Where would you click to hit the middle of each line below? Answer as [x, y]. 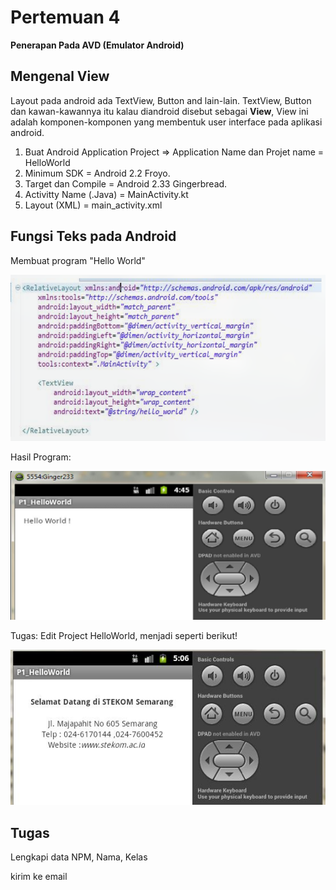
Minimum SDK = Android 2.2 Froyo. [97, 173]
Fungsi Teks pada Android [93, 236]
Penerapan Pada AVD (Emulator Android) [97, 45]
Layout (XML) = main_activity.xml [93, 205]
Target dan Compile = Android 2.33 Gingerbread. [126, 183]
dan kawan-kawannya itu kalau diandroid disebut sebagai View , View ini [159, 111]
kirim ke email [39, 876]
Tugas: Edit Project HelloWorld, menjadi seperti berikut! [124, 636]
